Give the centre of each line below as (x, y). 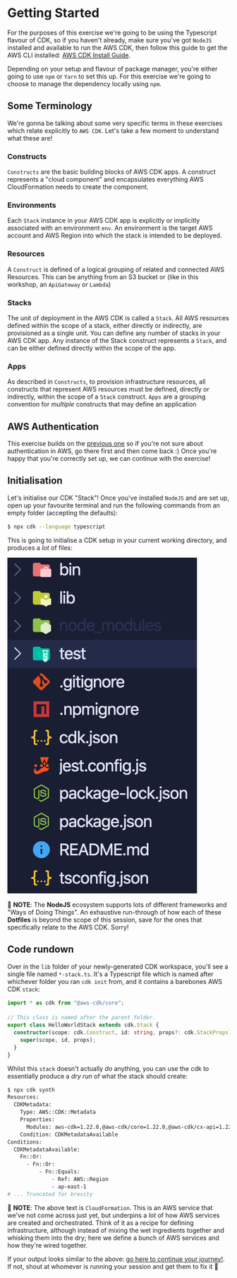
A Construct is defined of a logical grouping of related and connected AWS (116, 269)
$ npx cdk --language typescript (56, 527)
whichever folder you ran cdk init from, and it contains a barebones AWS (115, 981)
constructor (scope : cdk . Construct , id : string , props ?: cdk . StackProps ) (123, 1033)
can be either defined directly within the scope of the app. (92, 348)
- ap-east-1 (69, 1186)
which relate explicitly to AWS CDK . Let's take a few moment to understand (113, 130)
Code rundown (41, 950)
